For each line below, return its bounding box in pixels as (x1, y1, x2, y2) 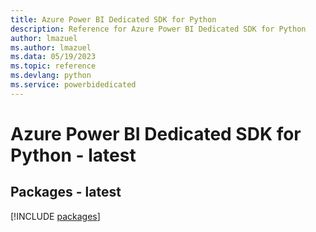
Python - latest (10, 144, 137, 166)
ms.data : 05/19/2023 (10, 52, 97, 62)
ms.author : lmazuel (10, 42, 92, 53)
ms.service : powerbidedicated (10, 80, 137, 90)
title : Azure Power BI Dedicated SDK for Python (10, 14, 217, 25)
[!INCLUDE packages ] (10, 210, 101, 222)
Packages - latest (10, 184, 122, 201)
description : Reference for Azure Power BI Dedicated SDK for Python (10, 24, 307, 34)
